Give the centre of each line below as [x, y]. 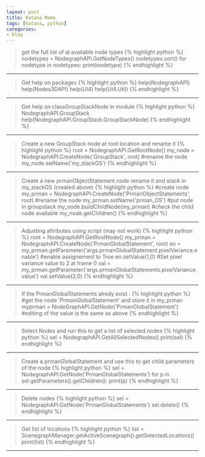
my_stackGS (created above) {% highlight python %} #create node [105, 188]
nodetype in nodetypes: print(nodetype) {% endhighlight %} [97, 65]
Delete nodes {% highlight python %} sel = [75, 398]
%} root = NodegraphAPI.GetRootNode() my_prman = [88, 237]
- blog [15, 35]
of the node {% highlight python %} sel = [73, 368]
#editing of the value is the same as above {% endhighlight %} [100, 313]
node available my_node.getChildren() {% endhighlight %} [94, 213]
